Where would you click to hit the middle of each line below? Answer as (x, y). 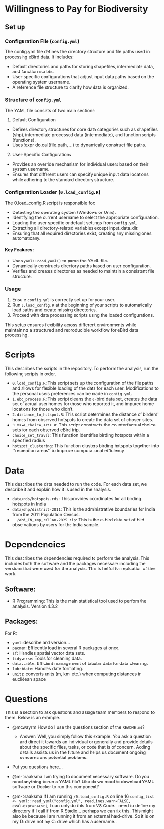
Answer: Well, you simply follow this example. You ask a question (85, 737)
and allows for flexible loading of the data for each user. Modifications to (85, 388)
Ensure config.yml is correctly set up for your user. (64, 299)
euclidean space (29, 679)
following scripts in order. (31, 374)
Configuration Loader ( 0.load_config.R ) (53, 192)
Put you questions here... (37, 767)
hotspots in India (29, 504)
